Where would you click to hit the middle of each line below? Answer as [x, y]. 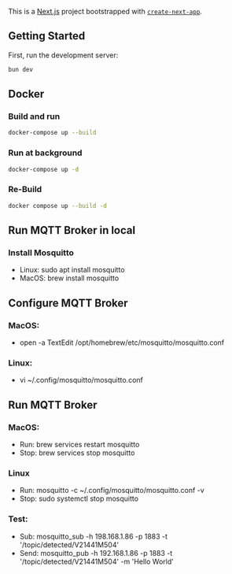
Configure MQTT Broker [68, 303]
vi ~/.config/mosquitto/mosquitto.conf [81, 380]
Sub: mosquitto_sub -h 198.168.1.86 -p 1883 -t [93, 536]
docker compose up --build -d [58, 206]
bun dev [21, 69]
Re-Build [25, 190]
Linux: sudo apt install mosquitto [72, 270]
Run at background [45, 153]
